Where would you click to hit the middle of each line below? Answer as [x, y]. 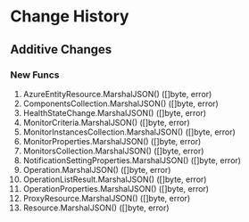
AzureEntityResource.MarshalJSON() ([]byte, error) [117, 94]
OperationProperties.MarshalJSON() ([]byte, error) [116, 188]
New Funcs [35, 75]
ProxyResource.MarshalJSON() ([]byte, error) [107, 198]
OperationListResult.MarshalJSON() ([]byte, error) [115, 179]
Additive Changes [61, 49]
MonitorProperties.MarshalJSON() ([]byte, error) [112, 141]
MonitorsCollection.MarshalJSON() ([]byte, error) [113, 151]
